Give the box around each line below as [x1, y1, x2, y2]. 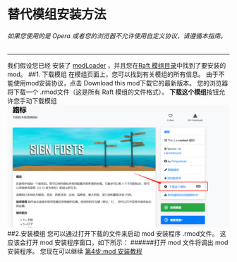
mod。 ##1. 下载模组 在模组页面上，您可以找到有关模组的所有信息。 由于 [7, 70, 219, 78]
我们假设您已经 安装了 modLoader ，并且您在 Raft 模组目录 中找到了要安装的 [7, 61, 226, 70]
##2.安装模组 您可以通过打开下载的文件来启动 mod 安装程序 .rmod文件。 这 [7, 229, 226, 237]
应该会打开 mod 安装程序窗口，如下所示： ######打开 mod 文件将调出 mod [7, 238, 229, 246]
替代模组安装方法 [7, 6, 107, 23]
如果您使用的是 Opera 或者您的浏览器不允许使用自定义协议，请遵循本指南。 [7, 31, 227, 40]
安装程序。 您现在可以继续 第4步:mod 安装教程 [7, 246, 143, 255]
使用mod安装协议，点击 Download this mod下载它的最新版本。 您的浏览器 [13, 79, 229, 88]
